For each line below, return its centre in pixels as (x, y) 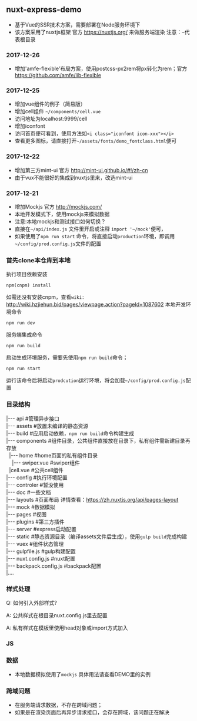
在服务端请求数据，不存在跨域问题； (59, 705)
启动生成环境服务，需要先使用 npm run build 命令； (67, 358)
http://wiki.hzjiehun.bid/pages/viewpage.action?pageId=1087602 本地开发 (96, 304)
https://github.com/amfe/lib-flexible (58, 75)
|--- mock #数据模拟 (31, 507)
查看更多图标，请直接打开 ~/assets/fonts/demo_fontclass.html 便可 (96, 141)
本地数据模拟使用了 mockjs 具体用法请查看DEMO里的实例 (83, 674)
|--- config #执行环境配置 (37, 478)
